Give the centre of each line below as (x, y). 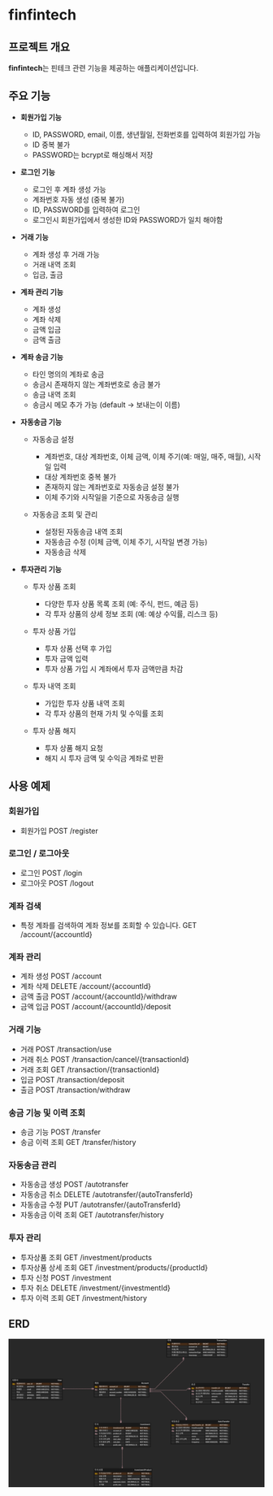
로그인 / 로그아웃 (39, 853)
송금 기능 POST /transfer (61, 1132)
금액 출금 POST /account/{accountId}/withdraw (98, 996)
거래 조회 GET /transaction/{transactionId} (90, 1069)
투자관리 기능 (41, 569)
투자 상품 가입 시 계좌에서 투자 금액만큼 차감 (114, 669)
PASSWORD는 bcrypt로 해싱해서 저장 (93, 154)
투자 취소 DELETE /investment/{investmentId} (95, 1288)
